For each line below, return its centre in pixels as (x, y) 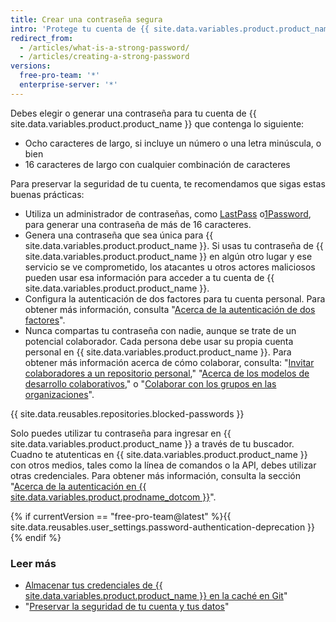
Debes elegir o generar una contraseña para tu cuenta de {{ (133, 113)
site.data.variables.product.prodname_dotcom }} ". (113, 497)
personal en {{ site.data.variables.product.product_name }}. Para (158, 352)
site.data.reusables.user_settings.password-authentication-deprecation (158, 527)
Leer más (33, 563)
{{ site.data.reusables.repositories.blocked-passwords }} (127, 413)
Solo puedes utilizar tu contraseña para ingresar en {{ (121, 433)
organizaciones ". (59, 394)
